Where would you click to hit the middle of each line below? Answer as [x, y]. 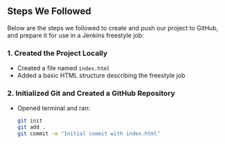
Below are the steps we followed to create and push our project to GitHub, [113, 28]
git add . [31, 127]
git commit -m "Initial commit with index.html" [89, 134]
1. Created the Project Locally [57, 53]
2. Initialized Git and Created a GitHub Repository [91, 94]
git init [30, 121]
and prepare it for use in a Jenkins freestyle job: [75, 35]
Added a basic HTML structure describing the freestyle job [101, 76]
